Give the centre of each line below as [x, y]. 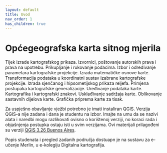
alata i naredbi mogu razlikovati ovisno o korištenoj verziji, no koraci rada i [81, 120]
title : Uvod [17, 14]
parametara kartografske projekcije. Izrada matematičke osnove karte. [77, 73]
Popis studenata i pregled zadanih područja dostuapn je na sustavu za [77, 140]
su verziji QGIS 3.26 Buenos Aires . [40, 130]
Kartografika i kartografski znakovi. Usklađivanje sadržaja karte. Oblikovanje [84, 94]
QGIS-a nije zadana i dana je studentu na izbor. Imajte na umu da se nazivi [82, 114]
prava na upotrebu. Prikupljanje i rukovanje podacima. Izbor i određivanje [80, 67]
